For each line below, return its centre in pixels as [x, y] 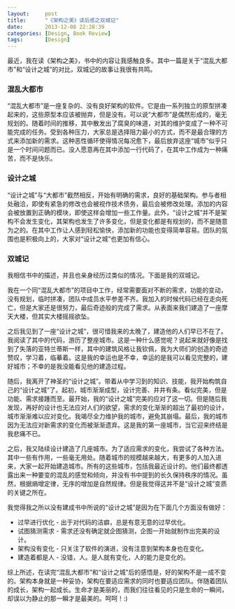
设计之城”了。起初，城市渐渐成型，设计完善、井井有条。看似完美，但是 [124, 390]
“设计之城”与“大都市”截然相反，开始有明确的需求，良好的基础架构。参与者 [114, 195]
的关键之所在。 [29, 493]
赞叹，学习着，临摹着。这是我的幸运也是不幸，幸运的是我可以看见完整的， [114, 357]
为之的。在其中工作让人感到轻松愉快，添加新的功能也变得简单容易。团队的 [114, 230]
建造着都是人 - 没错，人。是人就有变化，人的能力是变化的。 [104, 557]
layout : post [33, 14]
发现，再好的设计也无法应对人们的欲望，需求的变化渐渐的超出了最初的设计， [117, 408]
